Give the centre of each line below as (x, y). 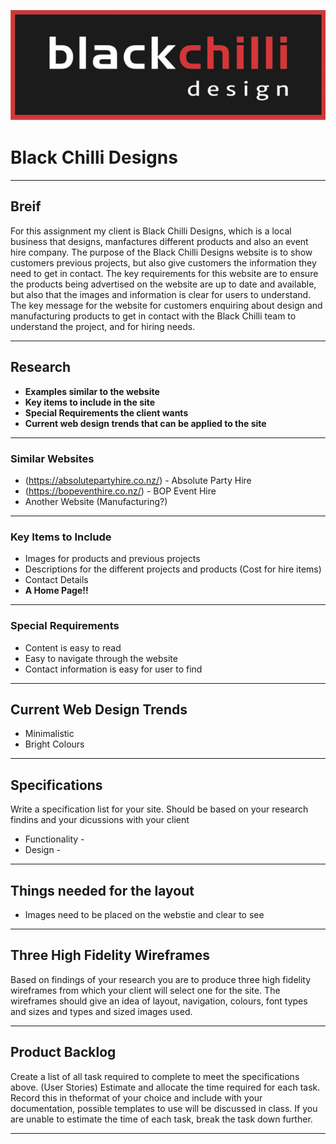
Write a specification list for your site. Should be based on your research (159, 809)
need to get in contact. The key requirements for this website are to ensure (164, 273)
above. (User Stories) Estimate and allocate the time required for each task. (165, 1087)
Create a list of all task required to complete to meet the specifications (155, 1076)
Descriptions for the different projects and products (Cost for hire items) (173, 569)
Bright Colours (54, 744)
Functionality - (54, 839)
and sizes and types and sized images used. (101, 1011)
